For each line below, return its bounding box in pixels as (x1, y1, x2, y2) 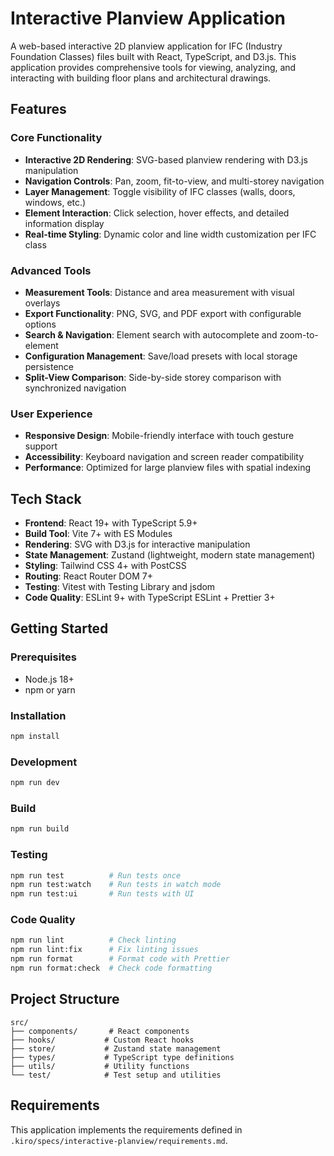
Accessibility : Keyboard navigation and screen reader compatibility (24, 451, 305, 463)
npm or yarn (24, 683, 76, 696)
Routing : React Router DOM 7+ (24, 570, 153, 582)
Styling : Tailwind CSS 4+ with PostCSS (24, 560, 187, 572)
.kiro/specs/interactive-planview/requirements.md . (10, 1134, 228, 1146)
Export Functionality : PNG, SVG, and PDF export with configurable (24, 307, 302, 319)
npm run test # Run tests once (10, 870, 182, 881)
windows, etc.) (24, 196, 87, 208)
